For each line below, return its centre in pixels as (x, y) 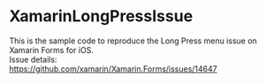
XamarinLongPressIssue (101, 16)
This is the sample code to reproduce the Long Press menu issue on (133, 41)
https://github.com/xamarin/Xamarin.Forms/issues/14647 (114, 69)
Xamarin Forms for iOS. (52, 49)
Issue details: (33, 59)
